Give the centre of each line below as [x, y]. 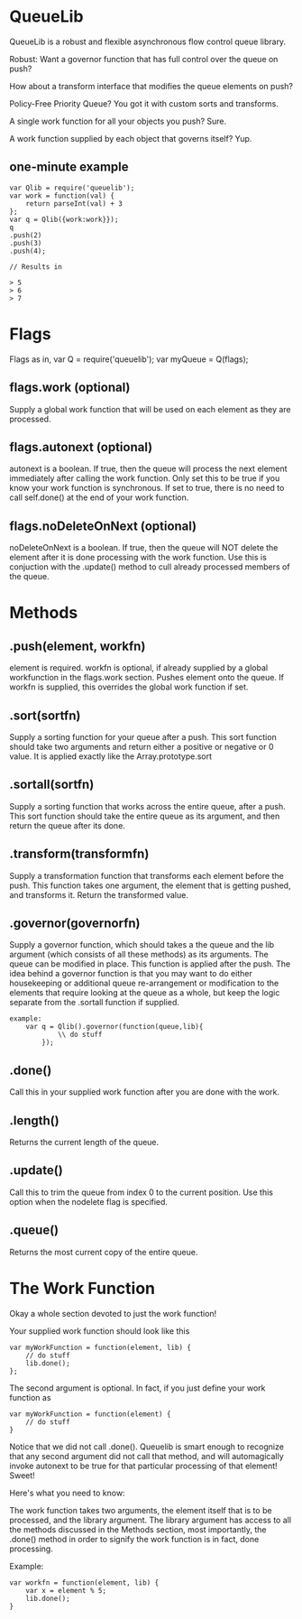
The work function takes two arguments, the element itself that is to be [141, 1510]
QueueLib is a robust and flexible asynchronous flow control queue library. [148, 42]
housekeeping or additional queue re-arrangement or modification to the [144, 983]
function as [30, 1397]
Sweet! [23, 1475]
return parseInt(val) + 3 [74, 204]
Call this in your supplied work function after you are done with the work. [145, 1092]
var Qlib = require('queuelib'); [72, 188]
